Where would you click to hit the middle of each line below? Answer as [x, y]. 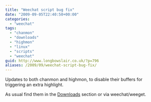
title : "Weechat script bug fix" [40, 10]
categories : [17, 19]
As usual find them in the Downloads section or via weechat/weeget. [75, 95]
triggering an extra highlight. [34, 85]
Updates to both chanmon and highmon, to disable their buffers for [74, 80]
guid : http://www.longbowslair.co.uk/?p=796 [52, 61]
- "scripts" [22, 51]
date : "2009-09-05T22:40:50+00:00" [42, 14]
